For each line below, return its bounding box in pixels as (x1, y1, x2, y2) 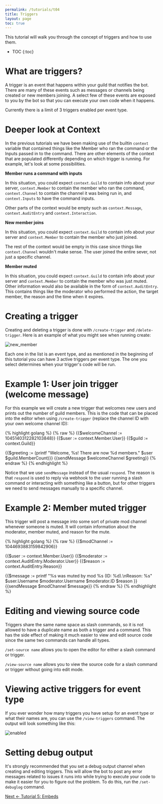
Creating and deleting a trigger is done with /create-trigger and (5, 327, 135, 333)
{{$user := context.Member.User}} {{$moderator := (5, 553, 108, 559)
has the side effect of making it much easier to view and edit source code (5, 632, 152, 638)
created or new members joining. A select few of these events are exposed (5, 92, 156, 98)
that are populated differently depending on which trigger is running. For (5, 156, 150, 162)
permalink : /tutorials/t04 (5, 7, 60, 12)
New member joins (5, 220, 44, 226)
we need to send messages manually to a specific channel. (5, 485, 124, 491)
